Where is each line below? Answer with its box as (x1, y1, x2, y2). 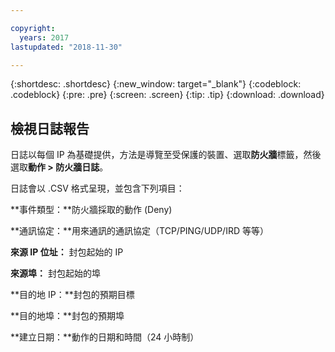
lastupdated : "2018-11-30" (10, 42, 123, 52)
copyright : (10, 23, 56, 33)
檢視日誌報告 (10, 120, 90, 137)
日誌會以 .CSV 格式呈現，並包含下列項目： (10, 182, 185, 195)
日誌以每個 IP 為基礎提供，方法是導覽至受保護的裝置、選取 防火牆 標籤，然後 (10, 149, 322, 161)
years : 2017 (19, 32, 70, 43)
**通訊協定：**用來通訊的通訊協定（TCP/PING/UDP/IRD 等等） (10, 225, 269, 237)
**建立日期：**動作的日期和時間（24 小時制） (10, 331, 200, 343)
